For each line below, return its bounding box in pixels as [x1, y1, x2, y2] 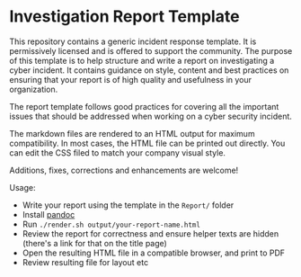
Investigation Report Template [9, 6, 240, 27]
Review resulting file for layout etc [22, 256, 149, 267]
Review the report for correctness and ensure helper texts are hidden [22, 228, 279, 239]
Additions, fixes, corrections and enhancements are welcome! [9, 165, 239, 175]
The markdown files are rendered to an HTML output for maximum [9, 128, 255, 138]
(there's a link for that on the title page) [22, 237, 168, 248]
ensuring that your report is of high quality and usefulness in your [9, 74, 252, 85]
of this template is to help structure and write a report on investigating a [9, 55, 275, 66]
